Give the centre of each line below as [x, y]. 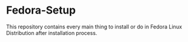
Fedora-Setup [41, 10]
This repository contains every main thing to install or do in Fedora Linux [94, 27]
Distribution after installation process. [52, 33]
